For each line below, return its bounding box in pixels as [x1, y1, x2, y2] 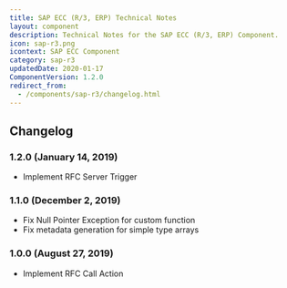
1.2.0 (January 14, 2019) [9, 150, 118, 163]
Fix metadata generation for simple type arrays [22, 224, 200, 235]
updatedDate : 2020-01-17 [9, 65, 104, 74]
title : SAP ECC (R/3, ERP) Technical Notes [9, 13, 178, 23]
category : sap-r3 [9, 56, 76, 65]
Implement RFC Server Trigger [22, 171, 138, 182]
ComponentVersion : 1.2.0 [9, 73, 104, 82]
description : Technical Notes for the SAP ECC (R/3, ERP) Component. [9, 30, 280, 39]
